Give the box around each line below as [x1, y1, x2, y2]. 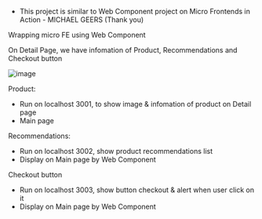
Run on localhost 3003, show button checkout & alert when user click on [19, 185, 255, 195]
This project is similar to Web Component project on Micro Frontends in [19, 7, 251, 16]
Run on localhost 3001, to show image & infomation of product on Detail [19, 100, 252, 108]
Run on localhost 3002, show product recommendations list [19, 147, 213, 155]
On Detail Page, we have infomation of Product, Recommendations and [8, 46, 238, 54]
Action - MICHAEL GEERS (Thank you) [19, 15, 144, 24]
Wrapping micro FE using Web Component [8, 31, 147, 39]
